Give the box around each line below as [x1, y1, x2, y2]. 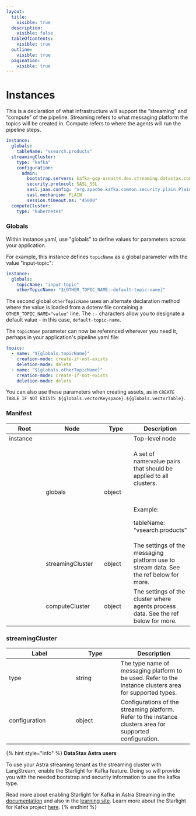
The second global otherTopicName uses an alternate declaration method [6, 298, 180, 305]
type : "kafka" [16, 159, 51, 165]
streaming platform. [120, 705, 174, 713]
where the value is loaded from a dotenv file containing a [6, 304, 143, 311]
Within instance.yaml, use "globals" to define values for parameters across [6, 235, 186, 243]
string [75, 674, 92, 682]
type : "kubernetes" [16, 209, 64, 214]
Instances [6, 88, 55, 101]
